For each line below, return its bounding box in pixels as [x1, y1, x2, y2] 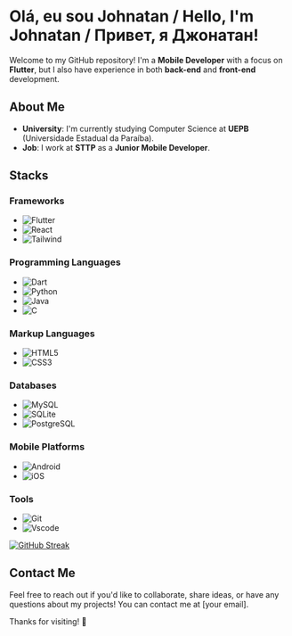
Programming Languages [9, 256, 122, 268]
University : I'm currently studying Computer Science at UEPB [21, 123, 249, 134]
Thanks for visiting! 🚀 [9, 615, 87, 626]
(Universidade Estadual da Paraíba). [21, 132, 154, 144]
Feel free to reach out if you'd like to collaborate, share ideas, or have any [9, 589, 280, 599]
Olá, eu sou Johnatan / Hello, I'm [9, 6, 255, 27]
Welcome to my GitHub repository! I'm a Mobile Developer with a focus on [9, 54, 283, 65]
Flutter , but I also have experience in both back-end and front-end [9, 64, 256, 75]
